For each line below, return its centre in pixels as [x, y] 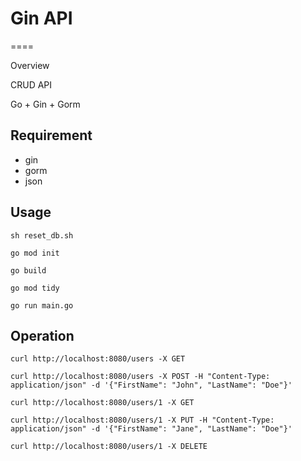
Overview [30, 65]
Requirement [51, 135]
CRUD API [31, 84]
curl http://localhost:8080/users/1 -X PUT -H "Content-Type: [142, 420]
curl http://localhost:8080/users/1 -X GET [102, 403]
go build [28, 270]
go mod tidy [35, 288]
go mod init [35, 253]
